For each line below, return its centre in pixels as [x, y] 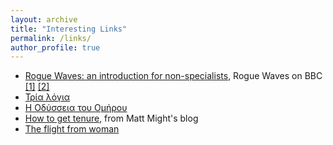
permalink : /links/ [51, 38]
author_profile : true [55, 47]
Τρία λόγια [47, 97]
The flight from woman [72, 129]
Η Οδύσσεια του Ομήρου [76, 108]
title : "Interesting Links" [69, 29]
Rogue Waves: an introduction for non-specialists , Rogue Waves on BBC [173, 76]
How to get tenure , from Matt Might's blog [111, 118]
